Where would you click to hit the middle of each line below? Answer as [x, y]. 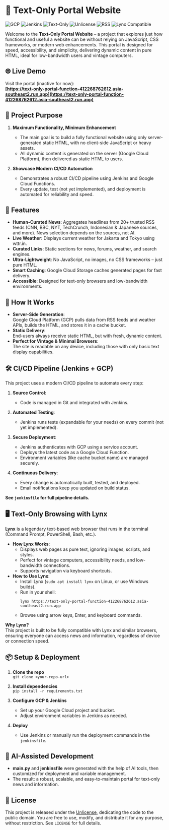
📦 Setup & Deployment [43, 657]
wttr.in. [20, 243]
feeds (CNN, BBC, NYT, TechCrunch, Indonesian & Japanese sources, [85, 228]
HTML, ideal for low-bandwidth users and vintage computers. [69, 55]
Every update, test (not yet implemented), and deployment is [83, 189]
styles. [27, 554]
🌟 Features [22, 210]
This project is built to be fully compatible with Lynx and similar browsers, [81, 630]
